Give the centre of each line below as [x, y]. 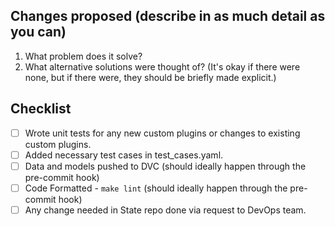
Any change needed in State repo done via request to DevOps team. [165, 210]
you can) [38, 32]
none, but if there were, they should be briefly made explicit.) [150, 77]
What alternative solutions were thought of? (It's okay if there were [162, 66]
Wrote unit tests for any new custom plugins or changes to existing [162, 133]
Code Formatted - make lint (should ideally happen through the [156, 188]
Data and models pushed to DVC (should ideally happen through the [165, 166]
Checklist [41, 109]
